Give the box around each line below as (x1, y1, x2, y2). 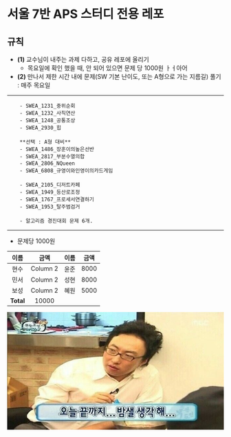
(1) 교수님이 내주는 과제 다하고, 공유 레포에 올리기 (16, 56, 149, 63)
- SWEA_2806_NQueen (19, 160, 76, 167)
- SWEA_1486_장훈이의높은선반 (19, 146, 95, 153)
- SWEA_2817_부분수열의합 (19, 153, 85, 160)
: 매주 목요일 (16, 81, 51, 89)
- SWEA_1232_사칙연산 (19, 110, 76, 117)
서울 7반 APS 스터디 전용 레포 (7, 6, 164, 22)
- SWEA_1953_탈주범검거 (19, 203, 80, 210)
